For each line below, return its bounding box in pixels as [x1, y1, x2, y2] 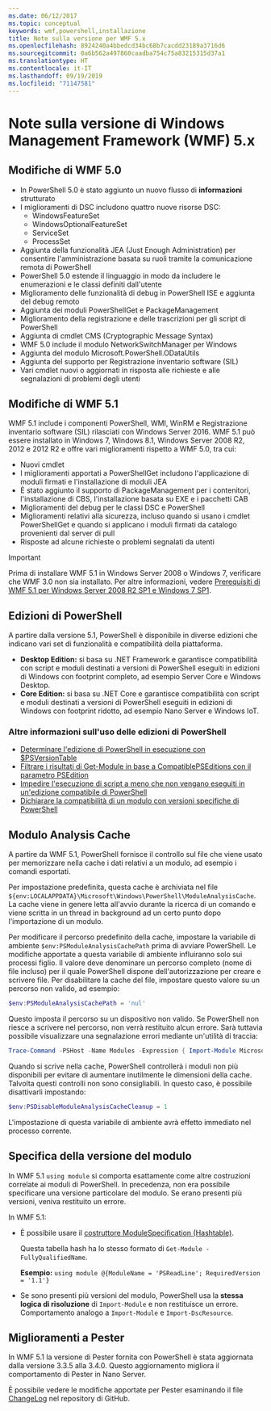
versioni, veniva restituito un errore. [8, 1196, 127, 1206]
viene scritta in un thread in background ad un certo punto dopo [8, 908, 222, 918]
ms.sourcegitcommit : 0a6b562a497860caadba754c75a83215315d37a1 [8, 49, 226, 57]
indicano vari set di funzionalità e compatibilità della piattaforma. [8, 639, 223, 649]
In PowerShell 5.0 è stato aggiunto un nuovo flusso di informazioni [19, 185, 243, 195]
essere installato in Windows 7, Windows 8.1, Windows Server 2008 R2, [8, 435, 245, 445]
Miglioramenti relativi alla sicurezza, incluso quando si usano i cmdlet [19, 511, 250, 521]
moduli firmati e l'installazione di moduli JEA [19, 477, 168, 487]
